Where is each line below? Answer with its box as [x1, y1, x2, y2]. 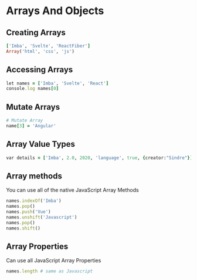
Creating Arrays [6, 28, 66, 38]
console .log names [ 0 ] [6, 86, 59, 92]
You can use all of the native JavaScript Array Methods [6, 187, 139, 194]
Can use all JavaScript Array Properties [6, 257, 101, 264]
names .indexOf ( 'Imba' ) [6, 198, 62, 204]
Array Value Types [6, 139, 75, 149]
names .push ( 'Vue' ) [6, 209, 51, 215]
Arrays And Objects [6, 4, 104, 18]
